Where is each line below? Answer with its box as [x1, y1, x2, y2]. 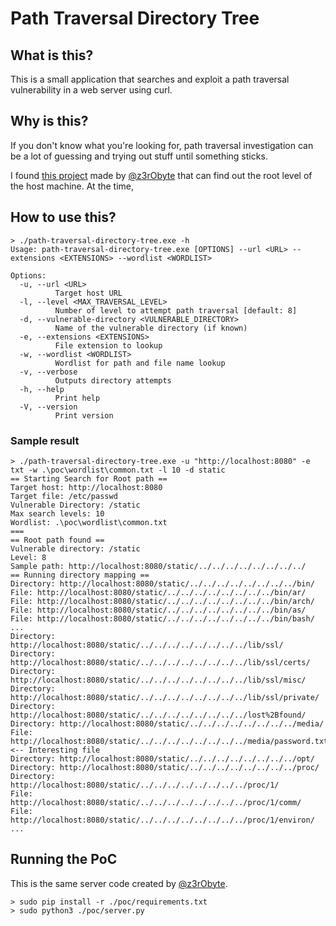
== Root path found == [10, 535, 105, 545]
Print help [54, 393, 101, 403]
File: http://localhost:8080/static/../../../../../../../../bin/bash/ [10, 613, 315, 624]
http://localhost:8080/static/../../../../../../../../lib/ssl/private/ [10, 692, 320, 702]
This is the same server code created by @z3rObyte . [10, 877, 228, 889]
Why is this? [10, 113, 89, 130]
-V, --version [19, 402, 78, 412]
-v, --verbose [19, 367, 78, 377]
